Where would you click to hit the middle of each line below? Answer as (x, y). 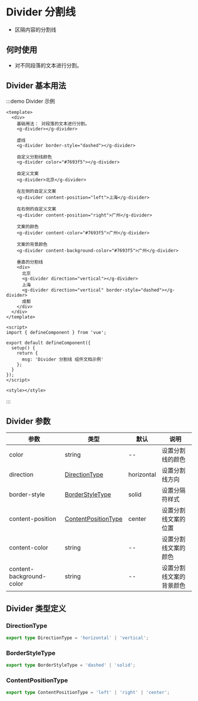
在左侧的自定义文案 (37, 191)
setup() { (23, 348)
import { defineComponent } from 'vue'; (57, 332)
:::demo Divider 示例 (31, 101)
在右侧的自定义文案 (37, 209)
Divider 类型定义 (36, 608)
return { (27, 353)
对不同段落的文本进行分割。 (48, 65)
